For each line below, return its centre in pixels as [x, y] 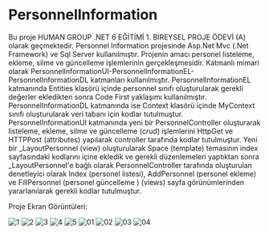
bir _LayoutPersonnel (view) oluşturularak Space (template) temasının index [133, 148]
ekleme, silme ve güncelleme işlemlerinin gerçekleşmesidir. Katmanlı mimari [134, 63]
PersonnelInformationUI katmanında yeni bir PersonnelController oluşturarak [134, 122]
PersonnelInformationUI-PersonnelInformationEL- [112, 71]
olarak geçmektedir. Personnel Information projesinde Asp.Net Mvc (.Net [128, 45]
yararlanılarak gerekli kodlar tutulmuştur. [75, 191]
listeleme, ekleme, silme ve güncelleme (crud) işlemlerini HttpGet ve [121, 131]
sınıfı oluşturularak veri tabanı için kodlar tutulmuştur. [96, 113]
